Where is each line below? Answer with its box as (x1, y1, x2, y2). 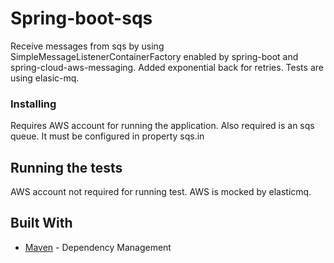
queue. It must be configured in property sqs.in (10, 130, 205, 142)
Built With (10, 215, 73, 232)
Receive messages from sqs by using (10, 40, 165, 52)
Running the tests (10, 159, 123, 176)
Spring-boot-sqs (10, 7, 153, 30)
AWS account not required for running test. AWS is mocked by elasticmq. (10, 186, 312, 198)
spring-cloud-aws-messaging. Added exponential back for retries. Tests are (10, 61, 324, 73)
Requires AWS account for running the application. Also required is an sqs (10, 120, 315, 132)
